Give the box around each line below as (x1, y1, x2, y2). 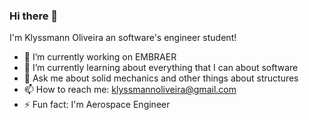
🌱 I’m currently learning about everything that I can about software (23, 62, 299, 74)
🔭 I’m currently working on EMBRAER (23, 51, 177, 63)
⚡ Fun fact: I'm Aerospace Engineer (23, 99, 171, 111)
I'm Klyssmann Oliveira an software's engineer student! (9, 32, 237, 44)
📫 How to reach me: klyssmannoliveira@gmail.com (23, 84, 237, 96)
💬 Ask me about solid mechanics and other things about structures (23, 72, 299, 84)
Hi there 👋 (9, 9, 59, 23)
